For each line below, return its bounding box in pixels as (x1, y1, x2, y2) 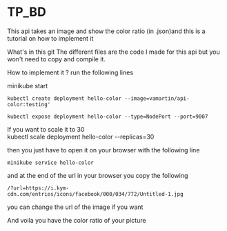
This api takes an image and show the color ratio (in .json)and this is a (7, 27, 206, 35)
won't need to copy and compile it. (7, 54, 106, 63)
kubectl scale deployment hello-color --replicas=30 (7, 132, 155, 141)
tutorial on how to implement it (7, 34, 94, 42)
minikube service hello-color (7, 159, 95, 166)
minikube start (7, 81, 48, 90)
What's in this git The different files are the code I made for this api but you (7, 48, 220, 56)
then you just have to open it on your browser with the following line (7, 145, 200, 154)
